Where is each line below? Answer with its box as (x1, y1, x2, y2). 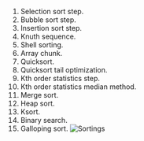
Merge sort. (20, 91, 59, 99)
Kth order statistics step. (20, 74, 101, 83)
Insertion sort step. (20, 24, 82, 32)
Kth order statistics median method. (20, 82, 137, 91)
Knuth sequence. (20, 32, 76, 41)
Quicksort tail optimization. (20, 65, 108, 74)
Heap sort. (20, 98, 55, 108)
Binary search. (20, 116, 68, 124)
